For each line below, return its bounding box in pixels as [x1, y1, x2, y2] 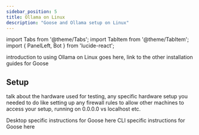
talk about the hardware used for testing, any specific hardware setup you [6, 93, 188, 100]
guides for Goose [6, 60, 49, 67]
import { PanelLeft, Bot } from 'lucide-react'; [6, 42, 114, 49]
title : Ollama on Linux [6, 14, 66, 20]
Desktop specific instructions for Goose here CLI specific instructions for [6, 117, 185, 124]
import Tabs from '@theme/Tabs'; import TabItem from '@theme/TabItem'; [6, 36, 189, 43]
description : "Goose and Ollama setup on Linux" [6, 20, 129, 25]
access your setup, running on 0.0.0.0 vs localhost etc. [6, 105, 141, 112]
